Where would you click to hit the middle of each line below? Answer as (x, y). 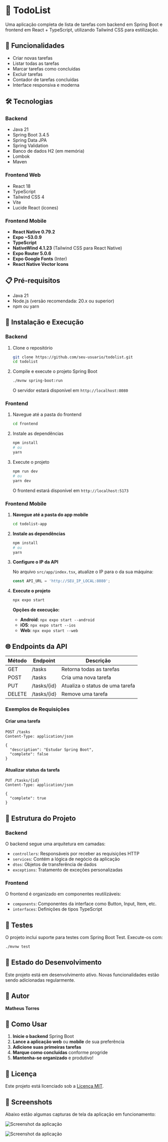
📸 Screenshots (29, 1102)
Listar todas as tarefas (36, 63)
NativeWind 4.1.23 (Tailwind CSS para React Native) (67, 248)
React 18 (22, 186)
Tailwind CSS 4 (28, 197)
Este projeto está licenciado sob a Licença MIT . (54, 1086)
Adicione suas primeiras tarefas (47, 1047)
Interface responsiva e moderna (46, 85)
